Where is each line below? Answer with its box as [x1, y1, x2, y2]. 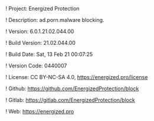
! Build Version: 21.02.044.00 [5, 40, 76, 46]
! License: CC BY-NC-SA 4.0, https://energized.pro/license [5, 74, 148, 80]
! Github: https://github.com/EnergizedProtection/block [5, 85, 139, 92]
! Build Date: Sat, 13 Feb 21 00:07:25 [5, 51, 93, 58]
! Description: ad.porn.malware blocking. [5, 17, 104, 23]
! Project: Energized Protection [5, 5, 80, 12]
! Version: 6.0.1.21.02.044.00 [5, 28, 74, 35]
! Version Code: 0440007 [5, 62, 67, 69]
